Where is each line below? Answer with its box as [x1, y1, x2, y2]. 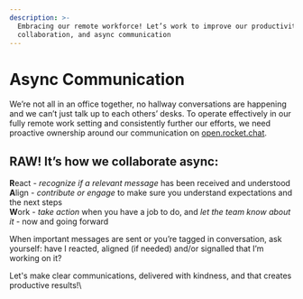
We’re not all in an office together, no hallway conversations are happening [9, 98, 287, 109]
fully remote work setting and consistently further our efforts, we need [9, 118, 271, 129]
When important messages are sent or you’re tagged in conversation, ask [9, 234, 282, 245]
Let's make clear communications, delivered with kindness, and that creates [9, 270, 292, 281]
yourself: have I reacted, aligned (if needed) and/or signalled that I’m [9, 243, 264, 254]
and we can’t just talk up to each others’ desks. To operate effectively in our [9, 108, 291, 119]
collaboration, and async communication [17, 30, 171, 39]
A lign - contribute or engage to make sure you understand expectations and [9, 187, 293, 199]
